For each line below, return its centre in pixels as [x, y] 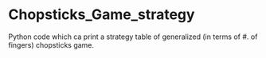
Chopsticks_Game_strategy [102, 15]
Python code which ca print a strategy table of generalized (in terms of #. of [133, 37]
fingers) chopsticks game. [51, 44]
